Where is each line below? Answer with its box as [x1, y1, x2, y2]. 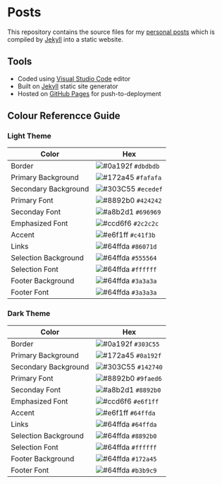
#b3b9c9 [131, 466, 157, 474]
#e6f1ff [133, 397, 159, 406]
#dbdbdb [133, 163, 160, 170]
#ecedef [137, 185, 164, 194]
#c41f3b [130, 231, 156, 240]
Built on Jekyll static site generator [17, 82, 118, 90]
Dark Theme [7, 309, 51, 319]
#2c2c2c [133, 220, 159, 228]
